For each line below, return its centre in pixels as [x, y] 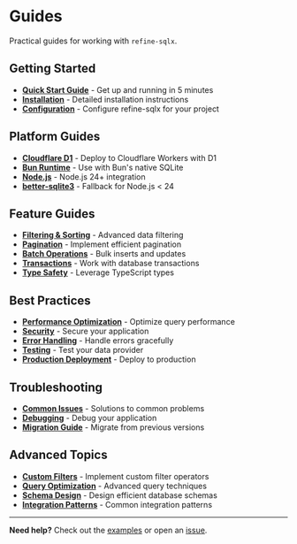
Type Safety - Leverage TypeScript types [98, 272]
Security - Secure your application [85, 331]
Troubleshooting [56, 387]
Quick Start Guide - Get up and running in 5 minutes [118, 89]
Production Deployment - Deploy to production [109, 359]
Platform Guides [55, 137]
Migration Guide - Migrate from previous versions [113, 427]
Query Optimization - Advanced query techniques [114, 486]
